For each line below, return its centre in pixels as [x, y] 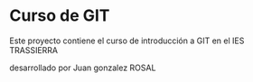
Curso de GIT [60, 16]
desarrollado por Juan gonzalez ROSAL [83, 68]
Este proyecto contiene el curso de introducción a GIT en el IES [127, 41]
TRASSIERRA [34, 50]
